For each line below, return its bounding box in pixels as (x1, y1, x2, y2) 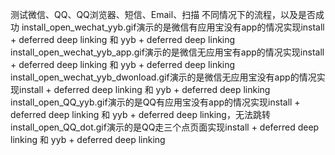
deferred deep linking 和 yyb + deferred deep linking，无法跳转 (10, 109, 271, 120)
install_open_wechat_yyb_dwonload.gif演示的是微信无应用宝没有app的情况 (10, 71, 317, 83)
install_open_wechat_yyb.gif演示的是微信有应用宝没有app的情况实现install (21, 21, 325, 33)
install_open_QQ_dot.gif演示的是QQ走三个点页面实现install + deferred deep (10, 121, 320, 133)
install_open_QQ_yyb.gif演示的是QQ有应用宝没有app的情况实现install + (10, 96, 301, 108)
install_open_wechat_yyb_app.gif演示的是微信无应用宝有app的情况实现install (10, 46, 325, 58)
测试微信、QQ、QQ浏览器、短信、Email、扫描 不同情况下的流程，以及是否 (10, 9, 317, 20)
